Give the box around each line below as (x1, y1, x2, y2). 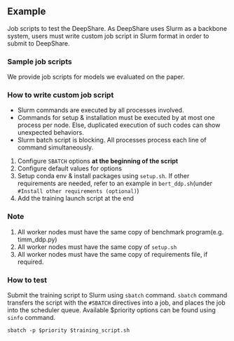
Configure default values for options (17, 164, 123, 173)
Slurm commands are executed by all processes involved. (17, 106, 184, 114)
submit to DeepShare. (7, 39, 70, 48)
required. (17, 258, 44, 266)
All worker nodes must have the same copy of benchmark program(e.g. (17, 227, 224, 236)
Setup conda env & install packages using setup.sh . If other (17, 172, 190, 180)
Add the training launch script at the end (17, 194, 135, 203)
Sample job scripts (7, 56, 72, 66)
